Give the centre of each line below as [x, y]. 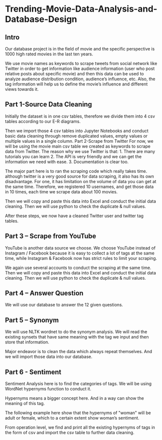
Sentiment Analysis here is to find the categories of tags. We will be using [78, 384]
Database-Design [41, 19]
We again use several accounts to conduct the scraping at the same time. [78, 268]
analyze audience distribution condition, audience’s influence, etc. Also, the [80, 79]
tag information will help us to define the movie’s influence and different [76, 84]
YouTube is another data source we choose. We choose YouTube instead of [80, 248]
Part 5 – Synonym [32, 320]
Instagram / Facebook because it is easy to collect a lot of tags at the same [80, 253]
